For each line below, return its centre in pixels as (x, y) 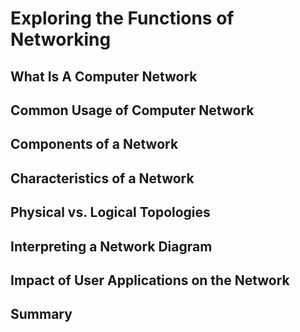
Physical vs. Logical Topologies (110, 212)
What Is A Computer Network (104, 76)
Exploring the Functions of (122, 18)
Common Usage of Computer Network (132, 110)
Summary (41, 314)
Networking (61, 39)
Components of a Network (94, 144)
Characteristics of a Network (102, 178)
